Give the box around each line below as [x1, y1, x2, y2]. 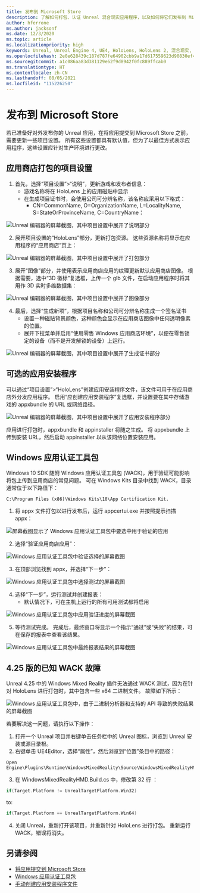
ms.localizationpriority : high [6, 42, 84, 48]
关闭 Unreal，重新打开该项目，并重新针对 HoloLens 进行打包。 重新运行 [14, 821, 191, 829]
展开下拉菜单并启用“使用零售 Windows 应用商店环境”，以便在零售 [23, 329, 185, 337]
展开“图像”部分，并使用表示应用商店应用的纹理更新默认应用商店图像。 [14, 266, 187, 274]
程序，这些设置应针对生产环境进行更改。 [11, 144, 111, 151]
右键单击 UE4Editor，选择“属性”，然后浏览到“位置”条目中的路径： [14, 748, 176, 755]
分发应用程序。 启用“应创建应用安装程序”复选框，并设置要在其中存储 [16, 393, 185, 400]
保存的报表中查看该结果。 [20, 631, 83, 638]
